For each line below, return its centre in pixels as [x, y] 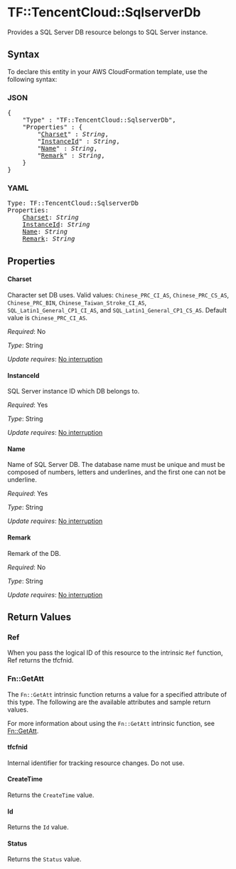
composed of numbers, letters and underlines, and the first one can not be [117, 472]
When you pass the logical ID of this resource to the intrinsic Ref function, [115, 653]
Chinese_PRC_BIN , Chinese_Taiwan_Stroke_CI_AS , [77, 302]
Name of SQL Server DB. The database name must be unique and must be [116, 465]
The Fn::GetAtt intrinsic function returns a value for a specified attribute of [117, 694]
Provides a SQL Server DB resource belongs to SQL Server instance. [108, 32]
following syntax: [32, 79]
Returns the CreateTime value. [51, 795]
